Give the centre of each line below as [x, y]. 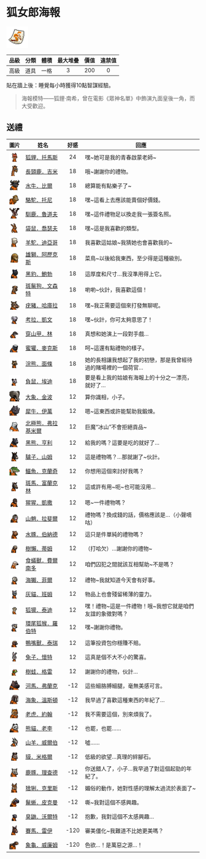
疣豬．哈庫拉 [42, 306]
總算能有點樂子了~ [108, 185]
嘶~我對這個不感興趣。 [114, 802]
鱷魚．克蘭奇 [42, 471]
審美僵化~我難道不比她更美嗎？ [124, 830]
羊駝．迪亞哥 [42, 242]
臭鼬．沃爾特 [42, 816]
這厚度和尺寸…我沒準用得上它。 [125, 274]
